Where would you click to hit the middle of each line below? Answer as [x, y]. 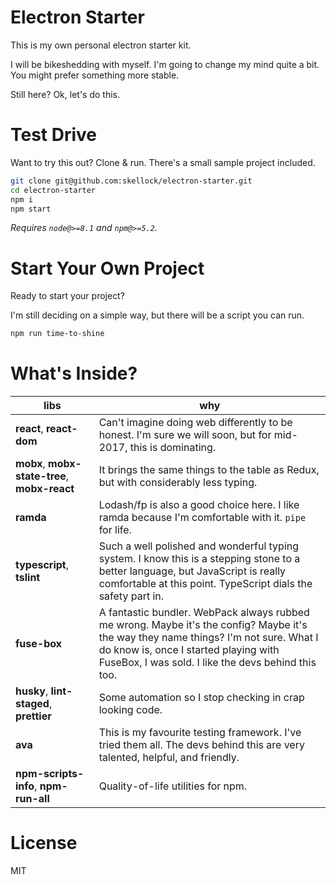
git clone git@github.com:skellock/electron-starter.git [131, 181]
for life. [115, 530]
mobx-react [45, 489]
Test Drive [54, 135]
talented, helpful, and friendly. [169, 758]
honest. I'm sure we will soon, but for [185, 435]
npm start [31, 209]
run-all [32, 799]
